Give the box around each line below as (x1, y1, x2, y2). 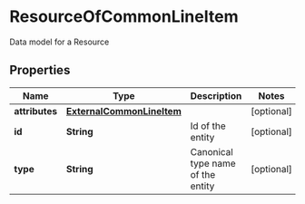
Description (190, 89, 242, 102)
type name (190, 157, 236, 170)
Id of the (190, 120, 226, 132)
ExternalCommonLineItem (66, 104, 182, 117)
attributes (14, 104, 57, 117)
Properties (9, 63, 71, 78)
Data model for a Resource (9, 36, 110, 47)
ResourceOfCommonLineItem (9, 6, 239, 27)
